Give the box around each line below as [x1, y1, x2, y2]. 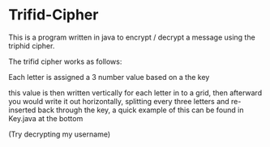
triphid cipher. [8, 40, 55, 50]
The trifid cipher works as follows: [8, 57, 122, 66]
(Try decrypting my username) [8, 129, 111, 139]
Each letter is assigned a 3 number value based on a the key [8, 72, 210, 82]
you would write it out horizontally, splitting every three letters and [8, 96, 229, 106]
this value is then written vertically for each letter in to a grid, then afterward [8, 87, 262, 98]
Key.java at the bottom [8, 113, 84, 123]
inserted [8, 105, 36, 115]
